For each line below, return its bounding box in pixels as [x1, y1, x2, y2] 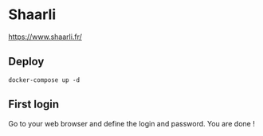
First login [8, 98, 60, 111]
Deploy [8, 55, 45, 68]
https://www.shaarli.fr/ [8, 32, 82, 41]
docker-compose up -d [8, 76, 80, 84]
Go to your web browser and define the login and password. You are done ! [8, 119, 255, 128]
